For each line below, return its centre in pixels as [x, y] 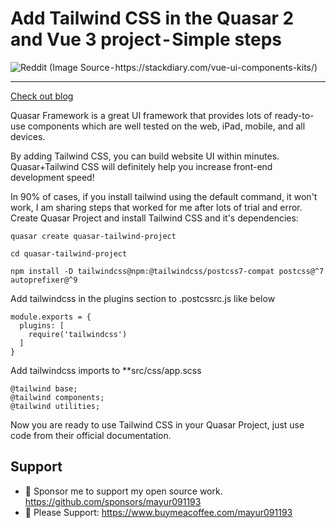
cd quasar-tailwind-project [69, 253]
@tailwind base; [44, 388]
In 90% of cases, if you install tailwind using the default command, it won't [164, 196]
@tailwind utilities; [55, 406]
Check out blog [42, 96]
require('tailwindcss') [78, 334]
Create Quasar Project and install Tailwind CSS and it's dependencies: [154, 218]
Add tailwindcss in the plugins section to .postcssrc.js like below [143, 298]
